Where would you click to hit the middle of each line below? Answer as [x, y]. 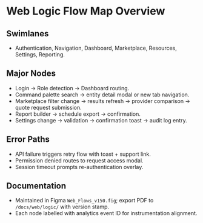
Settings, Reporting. [40, 55]
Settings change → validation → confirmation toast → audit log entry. [101, 120]
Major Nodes [31, 74]
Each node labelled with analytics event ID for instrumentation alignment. [106, 213]
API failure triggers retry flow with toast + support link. [83, 154]
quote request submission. [48, 107]
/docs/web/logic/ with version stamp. [62, 207]
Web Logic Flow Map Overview [86, 11]
